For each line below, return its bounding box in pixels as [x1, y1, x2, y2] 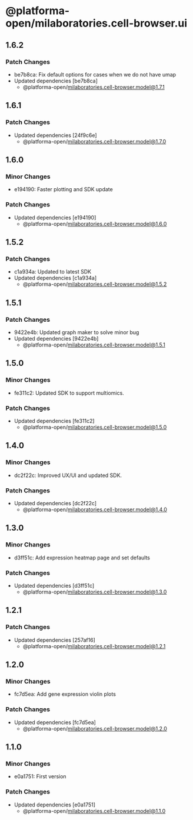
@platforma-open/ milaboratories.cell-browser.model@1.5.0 [22, 424, 167, 431]
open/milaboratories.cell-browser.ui [5, 16, 188, 30]
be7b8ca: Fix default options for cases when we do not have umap [14, 71, 177, 78]
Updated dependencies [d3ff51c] [14, 582, 95, 589]
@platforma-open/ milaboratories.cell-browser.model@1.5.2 [22, 281, 167, 288]
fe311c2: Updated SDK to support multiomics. [14, 389, 124, 396]
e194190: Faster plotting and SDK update [14, 186, 113, 193]
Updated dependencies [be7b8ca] [14, 77, 98, 84]
